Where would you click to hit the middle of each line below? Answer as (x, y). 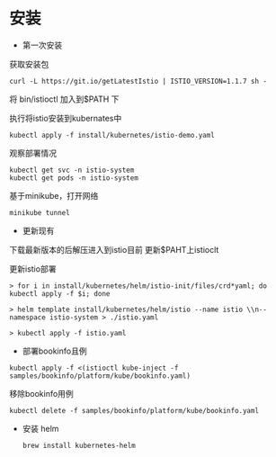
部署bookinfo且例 (54, 351)
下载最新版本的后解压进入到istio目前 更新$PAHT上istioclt (114, 249)
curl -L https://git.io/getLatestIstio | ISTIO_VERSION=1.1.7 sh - (138, 81)
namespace (28, 317)
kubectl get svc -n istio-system (72, 170)
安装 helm (40, 428)
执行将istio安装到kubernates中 (66, 118)
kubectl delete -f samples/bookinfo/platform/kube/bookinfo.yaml (134, 410)
